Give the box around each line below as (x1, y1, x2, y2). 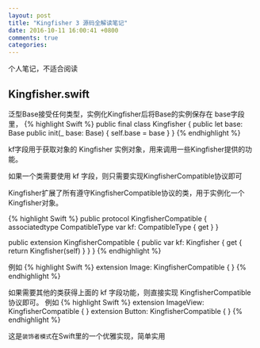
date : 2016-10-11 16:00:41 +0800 (8, 26, 119, 34)
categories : (8, 41, 48, 49)
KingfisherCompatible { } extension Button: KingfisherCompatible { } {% (8, 306, 243, 315)
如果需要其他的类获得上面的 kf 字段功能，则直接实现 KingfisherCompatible (8, 287, 251, 297)
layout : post (8, 11, 52, 20)
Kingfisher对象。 (8, 197, 63, 207)
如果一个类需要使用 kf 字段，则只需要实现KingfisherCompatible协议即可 (8, 171, 243, 181)
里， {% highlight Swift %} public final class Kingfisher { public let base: (8, 119, 243, 128)
